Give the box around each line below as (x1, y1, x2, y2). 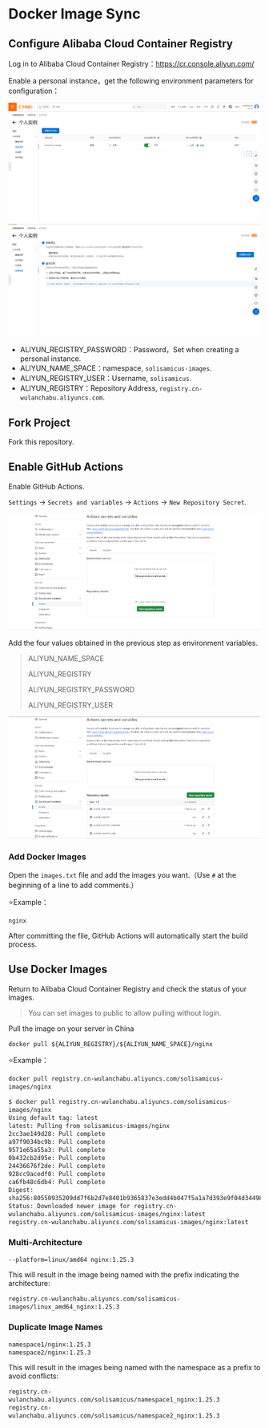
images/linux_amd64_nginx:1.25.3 (8, 1303, 120, 1312)
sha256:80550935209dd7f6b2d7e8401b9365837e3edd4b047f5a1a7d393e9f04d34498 (8, 1194, 263, 1202)
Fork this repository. (8, 436, 74, 446)
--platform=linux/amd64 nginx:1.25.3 (8, 1256, 134, 1264)
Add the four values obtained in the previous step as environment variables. (8, 638, 259, 647)
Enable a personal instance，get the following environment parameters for (8, 76, 254, 85)
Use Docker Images (8, 963, 108, 976)
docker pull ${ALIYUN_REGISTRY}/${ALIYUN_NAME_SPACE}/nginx (8, 1040, 214, 1048)
